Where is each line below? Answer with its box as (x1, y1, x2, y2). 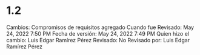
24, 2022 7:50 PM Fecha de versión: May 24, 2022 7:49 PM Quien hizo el (6, 30, 190, 37)
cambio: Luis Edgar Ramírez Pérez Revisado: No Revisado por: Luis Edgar (6, 36, 190, 44)
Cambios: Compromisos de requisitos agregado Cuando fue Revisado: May (6, 24, 195, 31)
